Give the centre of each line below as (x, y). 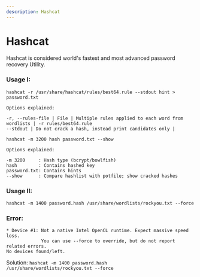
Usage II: (19, 191)
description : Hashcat (33, 12)
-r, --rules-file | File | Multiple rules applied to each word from (95, 118)
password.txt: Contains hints (44, 171)
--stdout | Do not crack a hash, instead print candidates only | (91, 129)
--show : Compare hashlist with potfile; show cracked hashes (92, 176)
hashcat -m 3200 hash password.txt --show (60, 139)
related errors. (26, 246)
